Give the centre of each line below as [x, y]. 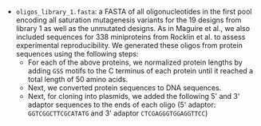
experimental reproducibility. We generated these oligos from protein [129, 45]
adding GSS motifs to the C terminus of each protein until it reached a [140, 71]
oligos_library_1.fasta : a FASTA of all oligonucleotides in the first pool [134, 12]
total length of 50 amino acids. [78, 79]
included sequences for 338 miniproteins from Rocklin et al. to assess [130, 37]
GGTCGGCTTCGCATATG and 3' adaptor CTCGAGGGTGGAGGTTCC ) [118, 113]
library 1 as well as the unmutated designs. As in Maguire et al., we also [132, 28]
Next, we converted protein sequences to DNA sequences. [125, 88]
